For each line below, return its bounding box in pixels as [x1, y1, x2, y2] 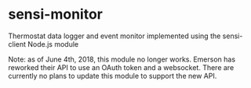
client [8, 39, 26, 48]
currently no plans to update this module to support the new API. [8, 71, 217, 80]
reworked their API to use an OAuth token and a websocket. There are [8, 62, 235, 72]
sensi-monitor [8, 5, 104, 23]
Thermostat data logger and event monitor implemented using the [8, 31, 221, 40]
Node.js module [27, 39, 79, 48]
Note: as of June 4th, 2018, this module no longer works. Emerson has [8, 55, 236, 64]
